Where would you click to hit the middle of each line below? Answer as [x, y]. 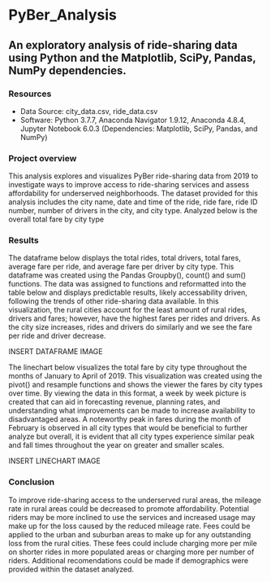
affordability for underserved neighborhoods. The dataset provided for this [133, 194]
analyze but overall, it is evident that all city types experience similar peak [131, 436]
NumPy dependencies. [68, 70]
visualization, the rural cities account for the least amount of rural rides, [128, 310]
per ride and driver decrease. [57, 336]
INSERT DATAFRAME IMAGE [56, 352]
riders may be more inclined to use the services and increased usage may [132, 517]
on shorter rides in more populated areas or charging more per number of [131, 552]
